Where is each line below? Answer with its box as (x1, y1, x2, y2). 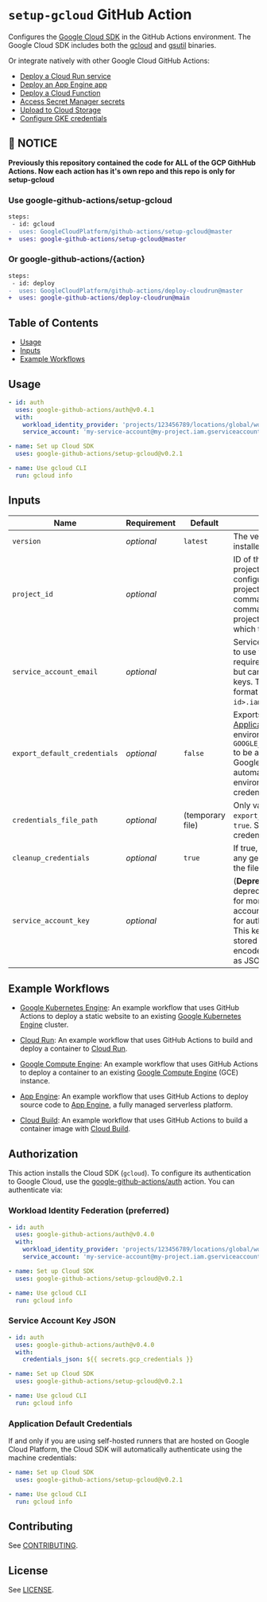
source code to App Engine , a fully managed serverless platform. (19, 1100, 233, 1110)
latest (183, 536, 208, 546)
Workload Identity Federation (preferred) (8, 1205, 169, 1216)
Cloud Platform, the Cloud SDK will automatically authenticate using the (8, 1444, 242, 1455)
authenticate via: (8, 1185, 64, 1195)
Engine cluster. (19, 1020, 69, 1029)
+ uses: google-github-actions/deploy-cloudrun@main (8, 294, 191, 302)
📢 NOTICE (8, 137, 58, 151)
